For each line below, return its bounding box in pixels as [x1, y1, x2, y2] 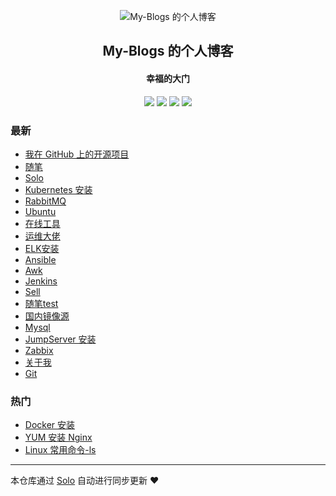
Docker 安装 [24, 419, 76, 431]
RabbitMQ [24, 195, 67, 207]
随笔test [24, 297, 59, 309]
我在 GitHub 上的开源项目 [24, 148, 130, 160]
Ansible [24, 253, 57, 265]
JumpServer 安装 [24, 333, 97, 345]
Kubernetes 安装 [24, 183, 93, 195]
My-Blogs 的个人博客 [102, 43, 234, 60]
